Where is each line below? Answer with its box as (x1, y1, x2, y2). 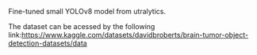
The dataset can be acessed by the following (8, 22, 155, 31)
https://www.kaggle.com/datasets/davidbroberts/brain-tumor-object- (21, 31, 248, 39)
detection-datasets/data (8, 38, 87, 48)
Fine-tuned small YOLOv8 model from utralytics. (8, 7, 167, 16)
